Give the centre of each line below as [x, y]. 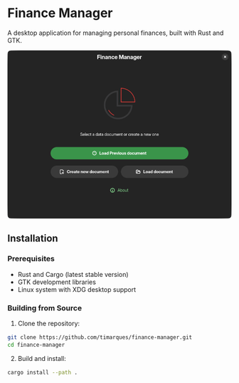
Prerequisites [31, 259]
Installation [33, 239]
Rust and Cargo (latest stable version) [73, 274]
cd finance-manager [36, 345]
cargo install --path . [43, 372]
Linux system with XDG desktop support [77, 289]
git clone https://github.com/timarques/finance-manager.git [100, 337]
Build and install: [42, 358]
